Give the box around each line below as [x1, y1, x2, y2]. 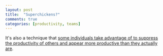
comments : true [5, 16, 38, 21]
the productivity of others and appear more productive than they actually [5, 40, 158, 46]
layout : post [5, 7, 33, 12]
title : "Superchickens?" [5, 12, 60, 17]
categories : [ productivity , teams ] [5, 21, 81, 26]
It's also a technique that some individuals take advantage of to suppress [5, 35, 158, 41]
